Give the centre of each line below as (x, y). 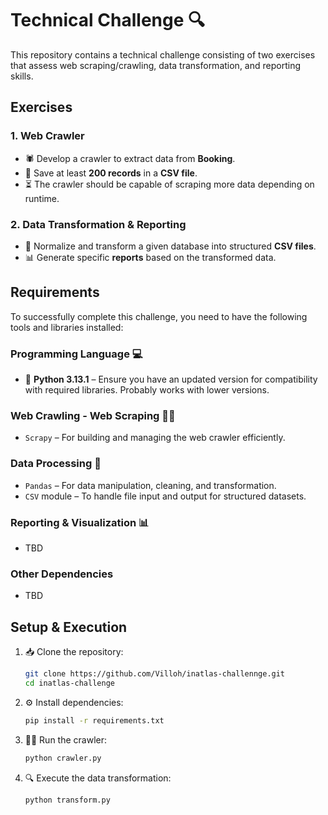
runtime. (42, 198)
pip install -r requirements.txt (94, 720)
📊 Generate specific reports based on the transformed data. (150, 257)
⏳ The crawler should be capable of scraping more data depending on (169, 184)
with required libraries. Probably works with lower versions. (147, 390)
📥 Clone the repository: (74, 652)
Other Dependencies (62, 574)
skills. (22, 76)
